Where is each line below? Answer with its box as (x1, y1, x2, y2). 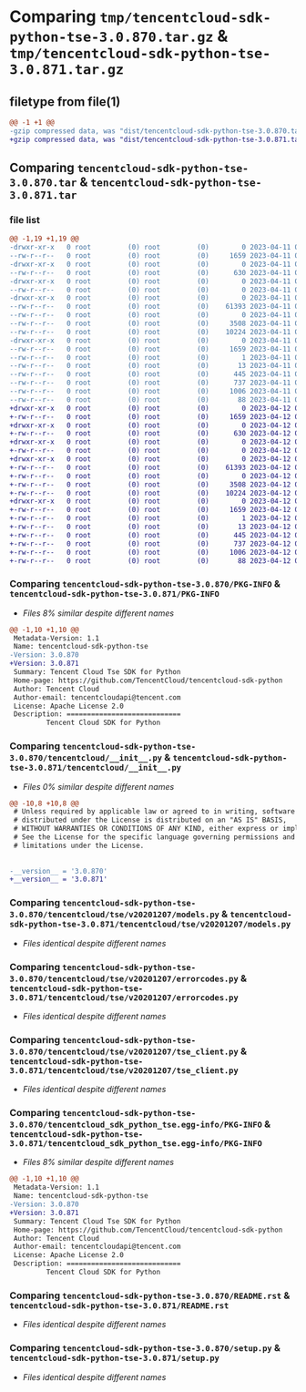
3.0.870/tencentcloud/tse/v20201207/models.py (9, 909, 220, 920)
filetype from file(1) (9, 94, 121, 109)
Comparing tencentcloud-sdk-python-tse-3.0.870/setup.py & (9, 1342, 280, 1355)
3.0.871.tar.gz (9, 61, 125, 78)
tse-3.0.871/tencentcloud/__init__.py (9, 763, 182, 773)
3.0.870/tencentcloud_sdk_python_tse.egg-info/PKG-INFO (9, 1120, 262, 1131)
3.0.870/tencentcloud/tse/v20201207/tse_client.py (9, 1046, 239, 1057)
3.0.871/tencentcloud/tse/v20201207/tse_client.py (9, 1065, 239, 1076)
